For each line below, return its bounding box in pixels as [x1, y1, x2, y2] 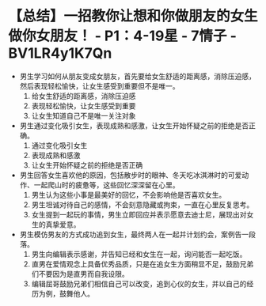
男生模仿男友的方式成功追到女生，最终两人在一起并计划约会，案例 [19, 229, 235, 239]
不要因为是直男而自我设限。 [38, 269, 129, 278]
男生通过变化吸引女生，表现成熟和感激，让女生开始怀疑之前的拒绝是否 [19, 120, 249, 130]
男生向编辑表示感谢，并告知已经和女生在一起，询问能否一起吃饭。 [31, 249, 247, 259]
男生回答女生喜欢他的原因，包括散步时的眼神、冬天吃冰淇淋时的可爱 [19, 170, 242, 179]
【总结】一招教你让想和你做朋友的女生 [8, 7, 259, 25]
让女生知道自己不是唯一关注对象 [31, 111, 136, 120]
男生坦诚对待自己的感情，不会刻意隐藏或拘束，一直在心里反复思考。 [31, 199, 254, 210]
